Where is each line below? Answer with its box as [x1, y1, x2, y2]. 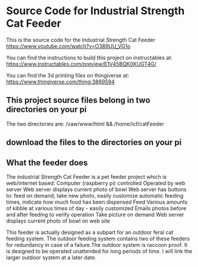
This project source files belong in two [6, 95, 151, 105]
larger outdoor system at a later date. [6, 253, 96, 261]
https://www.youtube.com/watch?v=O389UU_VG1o [6, 43, 131, 50]
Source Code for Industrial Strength [6, 4, 185, 18]
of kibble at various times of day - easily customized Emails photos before [6, 204, 187, 211]
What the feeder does [6, 157, 88, 168]
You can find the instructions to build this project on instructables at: [6, 54, 173, 61]
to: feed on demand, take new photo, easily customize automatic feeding [6, 192, 184, 199]
